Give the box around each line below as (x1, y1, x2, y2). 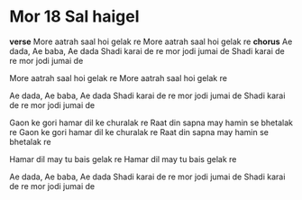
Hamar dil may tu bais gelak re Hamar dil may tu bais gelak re (9, 153, 237, 164)
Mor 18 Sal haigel (9, 6, 140, 27)
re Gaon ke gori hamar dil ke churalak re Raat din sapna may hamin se (9, 126, 269, 137)
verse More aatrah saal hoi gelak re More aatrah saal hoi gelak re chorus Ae (9, 36, 293, 47)
